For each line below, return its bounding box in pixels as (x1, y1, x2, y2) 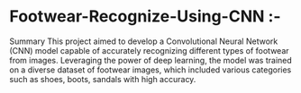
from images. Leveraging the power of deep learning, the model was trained (9, 55, 293, 65)
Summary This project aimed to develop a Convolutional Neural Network (9, 36, 278, 46)
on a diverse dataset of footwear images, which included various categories (9, 64, 292, 75)
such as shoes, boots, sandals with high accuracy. (9, 73, 196, 84)
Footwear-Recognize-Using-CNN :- (9, 6, 281, 27)
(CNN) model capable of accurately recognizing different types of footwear (9, 45, 290, 55)
